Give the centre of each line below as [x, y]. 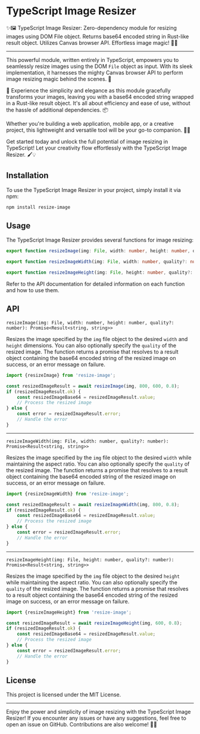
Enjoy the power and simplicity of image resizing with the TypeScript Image [99, 712]
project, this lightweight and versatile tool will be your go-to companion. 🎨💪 [99, 130]
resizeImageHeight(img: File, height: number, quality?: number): [90, 560]
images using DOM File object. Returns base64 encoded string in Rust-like [98, 36]
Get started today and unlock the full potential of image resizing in [87, 141]
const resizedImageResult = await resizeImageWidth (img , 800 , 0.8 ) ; [93, 504]
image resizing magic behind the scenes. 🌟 [59, 79]
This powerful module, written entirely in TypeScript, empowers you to [93, 60]
